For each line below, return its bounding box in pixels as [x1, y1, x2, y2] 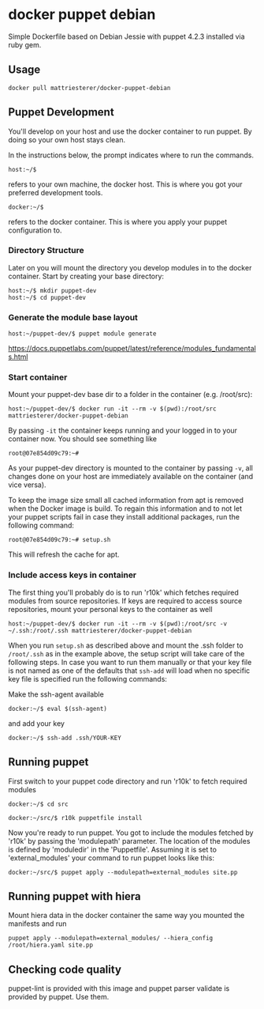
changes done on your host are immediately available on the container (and [8, 472, 254, 482]
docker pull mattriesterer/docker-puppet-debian [8, 84, 171, 92]
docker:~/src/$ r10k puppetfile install [8, 814, 143, 822]
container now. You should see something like [8, 434, 158, 444]
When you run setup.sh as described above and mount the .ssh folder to [8, 641, 244, 650]
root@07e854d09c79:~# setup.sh [8, 536, 111, 544]
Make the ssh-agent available [8, 690, 104, 699]
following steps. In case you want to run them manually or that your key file [8, 657, 252, 667]
